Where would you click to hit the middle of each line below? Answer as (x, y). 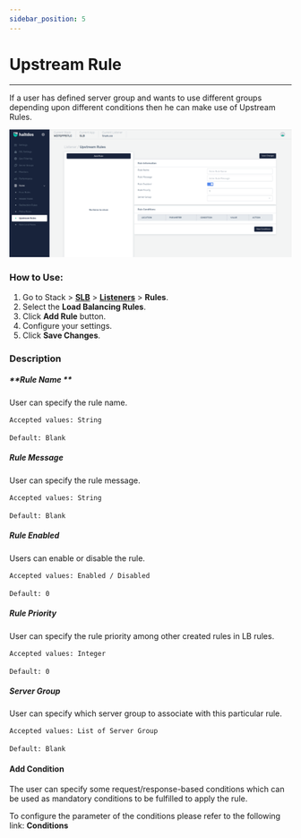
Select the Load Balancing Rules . (84, 307)
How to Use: (36, 278)
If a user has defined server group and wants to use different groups (136, 98)
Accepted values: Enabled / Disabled (80, 575)
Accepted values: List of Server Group (84, 731)
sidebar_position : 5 (48, 19)
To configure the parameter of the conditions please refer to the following (145, 816)
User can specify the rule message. (75, 480)
